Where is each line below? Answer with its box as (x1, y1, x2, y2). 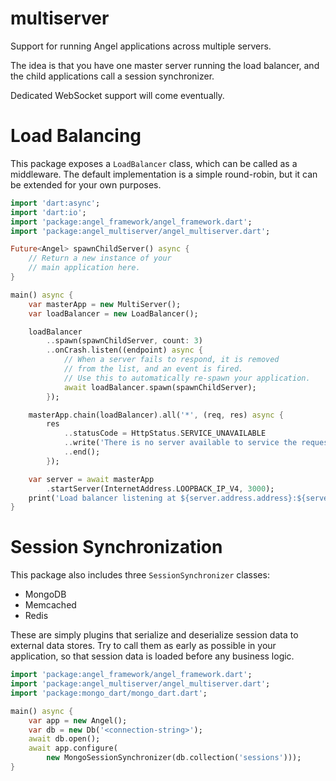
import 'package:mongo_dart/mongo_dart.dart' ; (10, 688, 208, 698)
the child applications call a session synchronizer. (10, 70, 215, 82)
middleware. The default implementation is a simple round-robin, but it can (10, 168, 318, 180)
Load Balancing (10, 125, 142, 147)
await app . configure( (28, 743, 118, 754)
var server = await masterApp (28, 474, 155, 484)
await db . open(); (28, 734, 101, 744)
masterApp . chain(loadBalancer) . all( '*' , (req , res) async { (28, 410, 284, 420)
